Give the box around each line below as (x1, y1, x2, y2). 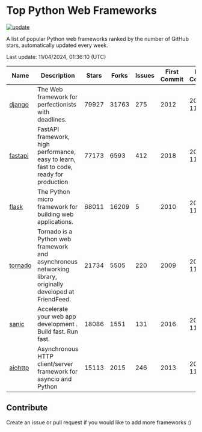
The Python (37, 187, 70, 196)
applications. (37, 217, 74, 226)
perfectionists (37, 100, 77, 108)
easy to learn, (37, 155, 76, 163)
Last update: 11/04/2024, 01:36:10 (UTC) (6, 53, 106, 60)
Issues (135, 71, 155, 79)
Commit (160, 75, 184, 83)
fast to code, (37, 162, 73, 171)
